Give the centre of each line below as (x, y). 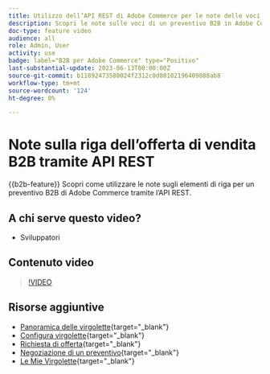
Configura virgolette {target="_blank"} (82, 335)
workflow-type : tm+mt (45, 83)
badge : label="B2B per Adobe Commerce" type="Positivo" (104, 61)
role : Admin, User (39, 46)
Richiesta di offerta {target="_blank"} (80, 343)
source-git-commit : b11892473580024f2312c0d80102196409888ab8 (115, 76)
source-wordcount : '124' (50, 90)
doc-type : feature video (50, 31)
